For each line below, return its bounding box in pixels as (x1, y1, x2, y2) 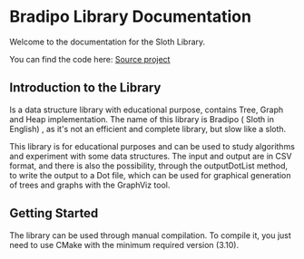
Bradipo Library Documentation (9, 6, 252, 27)
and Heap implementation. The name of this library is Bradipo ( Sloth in (9, 113, 275, 124)
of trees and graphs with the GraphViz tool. (9, 179, 171, 190)
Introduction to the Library (9, 80, 162, 96)
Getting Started (9, 206, 99, 221)
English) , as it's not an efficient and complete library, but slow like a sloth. (9, 123, 287, 134)
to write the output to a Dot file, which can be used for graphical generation (9, 169, 292, 180)
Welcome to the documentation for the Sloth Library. (9, 36, 206, 47)
